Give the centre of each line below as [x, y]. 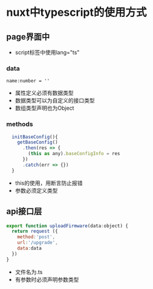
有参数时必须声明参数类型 [47, 279]
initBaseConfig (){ [35, 137]
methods [20, 124]
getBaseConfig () [38, 142]
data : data [30, 248]
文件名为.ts [29, 272]
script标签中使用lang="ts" [47, 52]
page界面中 [28, 37]
